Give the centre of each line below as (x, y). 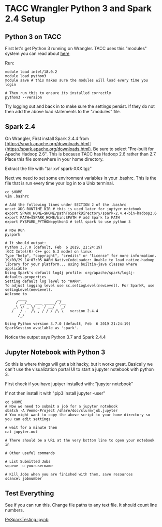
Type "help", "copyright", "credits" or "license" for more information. (81, 255)
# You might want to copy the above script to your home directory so (78, 415)
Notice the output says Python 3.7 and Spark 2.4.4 (55, 337)
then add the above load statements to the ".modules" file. (63, 111)
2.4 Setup (25, 19)
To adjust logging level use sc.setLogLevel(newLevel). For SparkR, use (80, 285)
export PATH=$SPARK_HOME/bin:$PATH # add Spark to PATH (62, 217)
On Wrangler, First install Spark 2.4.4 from (47, 138)
